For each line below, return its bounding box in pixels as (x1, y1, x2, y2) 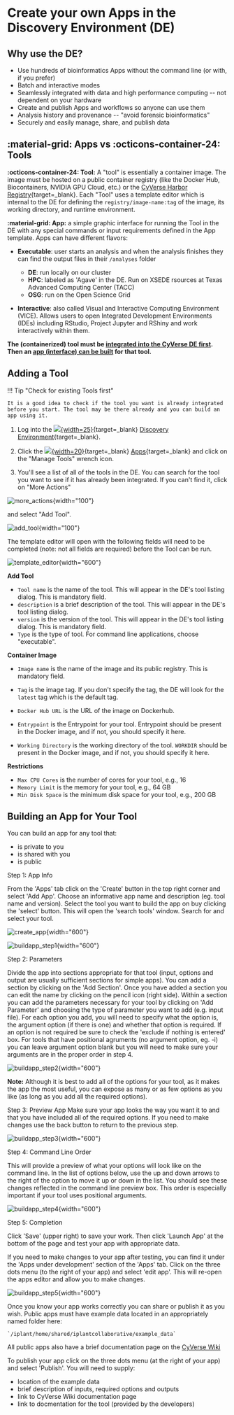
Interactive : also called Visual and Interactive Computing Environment (17, 304, 219, 312)
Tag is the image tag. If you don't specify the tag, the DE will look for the (17, 685, 224, 694)
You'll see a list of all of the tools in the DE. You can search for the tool (17, 467, 220, 477)
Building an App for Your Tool (7, 810, 138, 823)
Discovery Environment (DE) (7, 20, 175, 36)
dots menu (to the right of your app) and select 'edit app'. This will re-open (7, 1268, 222, 1276)
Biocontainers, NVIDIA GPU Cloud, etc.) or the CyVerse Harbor (7, 183, 188, 191)
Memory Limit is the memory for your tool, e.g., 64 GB (17, 782, 171, 791)
